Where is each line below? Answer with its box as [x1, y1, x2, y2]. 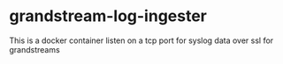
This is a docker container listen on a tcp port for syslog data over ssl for [9, 35, 274, 46]
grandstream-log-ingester [9, 6, 208, 26]
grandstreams [9, 44, 60, 54]
